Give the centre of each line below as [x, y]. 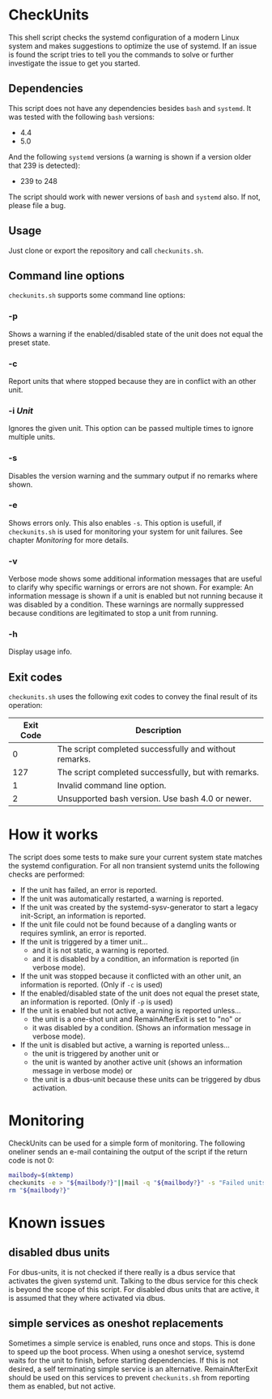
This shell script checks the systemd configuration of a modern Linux [124, 37]
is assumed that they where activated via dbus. [87, 1298]
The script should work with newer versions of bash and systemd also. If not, [134, 197]
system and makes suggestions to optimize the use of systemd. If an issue [133, 45]
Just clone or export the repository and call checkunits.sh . [106, 250]
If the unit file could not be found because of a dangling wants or [128, 924]
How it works [53, 835]
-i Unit [21, 411]
